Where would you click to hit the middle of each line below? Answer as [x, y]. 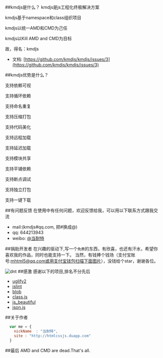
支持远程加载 [18, 137]
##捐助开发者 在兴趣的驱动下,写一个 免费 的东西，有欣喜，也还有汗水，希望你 [81, 249]
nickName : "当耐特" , [36, 331]
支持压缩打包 [18, 116]
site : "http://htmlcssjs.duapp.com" [53, 336]
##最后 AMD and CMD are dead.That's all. [48, 350]
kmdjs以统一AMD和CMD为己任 [36, 28]
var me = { [21, 327]
